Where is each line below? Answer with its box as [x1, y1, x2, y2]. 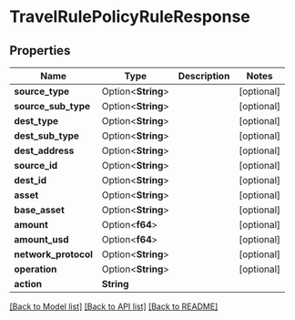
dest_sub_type [14, 129, 80, 142]
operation [14, 263, 57, 275]
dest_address [14, 144, 75, 157]
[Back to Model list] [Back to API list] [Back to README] [9, 301, 219, 312]
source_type [14, 85, 70, 98]
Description [178, 70, 230, 82]
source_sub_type [14, 100, 91, 112]
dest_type [14, 115, 59, 127]
